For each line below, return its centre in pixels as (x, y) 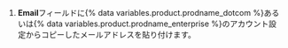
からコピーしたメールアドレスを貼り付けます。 (111, 34)
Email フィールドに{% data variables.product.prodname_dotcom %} (140, 13)
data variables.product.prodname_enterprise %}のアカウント (158, 24)
